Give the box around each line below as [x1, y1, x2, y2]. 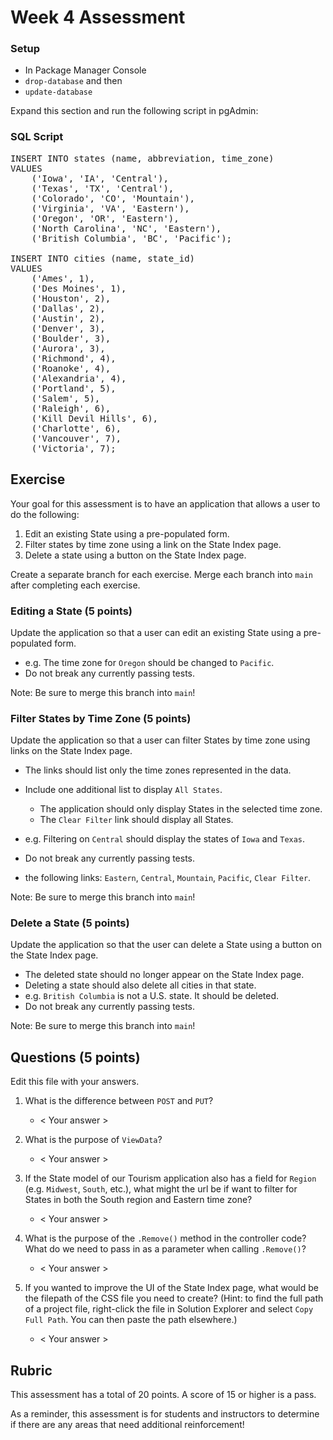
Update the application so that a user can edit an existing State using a [10, 626, 302, 638]
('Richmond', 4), [31, 352, 117, 364]
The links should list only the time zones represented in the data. [24, 764, 292, 776]
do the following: [10, 508, 80, 520]
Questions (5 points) [10, 1049, 141, 1066]
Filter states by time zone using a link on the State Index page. [24, 538, 282, 550]
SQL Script [10, 130, 64, 144]
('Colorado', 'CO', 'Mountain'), [31, 192, 196, 204]
